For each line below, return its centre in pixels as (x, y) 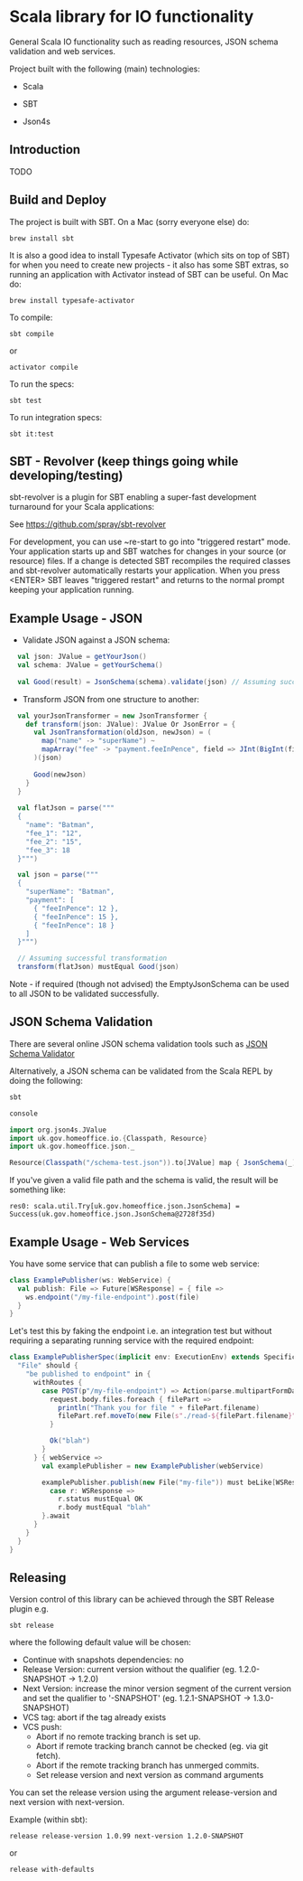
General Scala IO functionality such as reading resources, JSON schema (144, 42)
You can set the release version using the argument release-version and (143, 1792)
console (24, 1114)
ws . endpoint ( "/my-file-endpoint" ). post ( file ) (113, 1297)
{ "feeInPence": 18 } (74, 925)
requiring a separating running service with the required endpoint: (132, 1340)
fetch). (48, 1756)
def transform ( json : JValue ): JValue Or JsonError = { (131, 724)
